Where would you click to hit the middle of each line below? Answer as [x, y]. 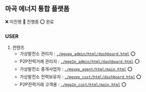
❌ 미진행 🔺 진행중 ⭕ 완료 [30, 22]
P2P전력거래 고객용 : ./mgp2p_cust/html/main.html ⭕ [73, 85]
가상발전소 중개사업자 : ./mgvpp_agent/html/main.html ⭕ [76, 69]
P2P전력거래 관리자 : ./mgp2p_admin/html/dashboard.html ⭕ [79, 61]
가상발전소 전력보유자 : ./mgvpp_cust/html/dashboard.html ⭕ [80, 77]
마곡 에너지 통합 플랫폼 [37, 9]
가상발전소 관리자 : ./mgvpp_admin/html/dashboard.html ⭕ [77, 54]
